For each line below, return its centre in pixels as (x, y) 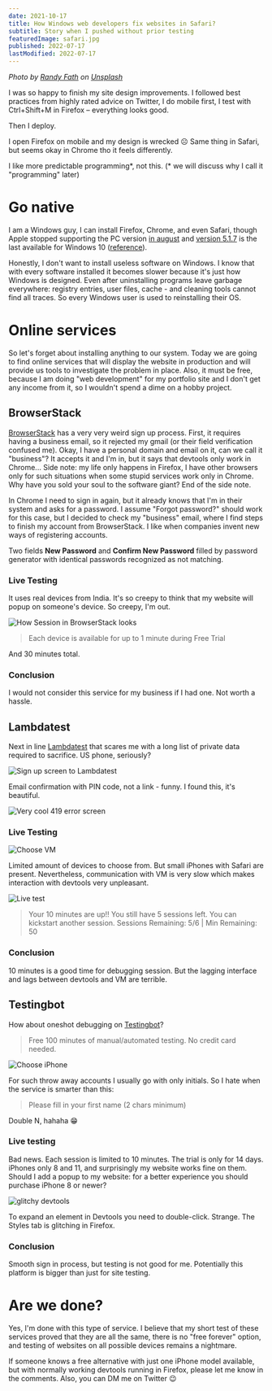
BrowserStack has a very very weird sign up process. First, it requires (125, 433)
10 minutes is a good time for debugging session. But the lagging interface (133, 970)
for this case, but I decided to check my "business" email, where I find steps (136, 517)
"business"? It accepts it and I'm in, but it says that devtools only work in (130, 458)
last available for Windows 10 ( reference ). (78, 247)
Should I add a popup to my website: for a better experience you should (128, 1176)
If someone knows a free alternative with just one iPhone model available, (132, 1361)
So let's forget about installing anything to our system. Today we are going (133, 353)
